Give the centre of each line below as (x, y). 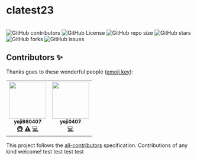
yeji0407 (71, 121)
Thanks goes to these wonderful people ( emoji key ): (70, 72)
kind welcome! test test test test (45, 151)
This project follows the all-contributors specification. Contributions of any (97, 145)
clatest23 (30, 10)
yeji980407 (28, 121)
